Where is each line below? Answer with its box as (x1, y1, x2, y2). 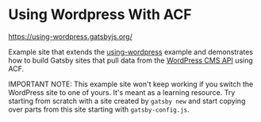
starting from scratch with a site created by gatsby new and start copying (8, 96, 246, 105)
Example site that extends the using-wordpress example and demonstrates (8, 47, 254, 56)
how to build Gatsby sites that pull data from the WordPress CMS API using (8, 55, 254, 65)
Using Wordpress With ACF (8, 6, 192, 24)
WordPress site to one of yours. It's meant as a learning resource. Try (8, 87, 236, 97)
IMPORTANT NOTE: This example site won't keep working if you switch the (8, 79, 254, 89)
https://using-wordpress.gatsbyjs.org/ (8, 32, 132, 41)
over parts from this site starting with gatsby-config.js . (8, 105, 190, 114)
